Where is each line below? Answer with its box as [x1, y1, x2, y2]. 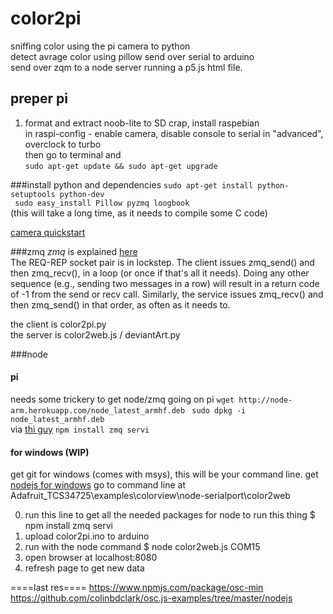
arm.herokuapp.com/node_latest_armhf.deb [10, 405, 186, 416]
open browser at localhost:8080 [24, 552, 158, 564]
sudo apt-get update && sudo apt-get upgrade [24, 161, 218, 171]
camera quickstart [10, 226, 86, 238]
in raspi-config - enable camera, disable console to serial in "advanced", [24, 127, 324, 139]
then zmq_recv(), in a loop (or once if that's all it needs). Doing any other [10, 267, 310, 279]
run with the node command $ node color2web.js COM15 [24, 541, 261, 553]
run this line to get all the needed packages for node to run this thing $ [24, 509, 316, 521]
